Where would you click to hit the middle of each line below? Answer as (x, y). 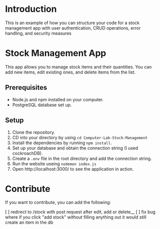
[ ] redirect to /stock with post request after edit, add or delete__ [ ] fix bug (80, 212)
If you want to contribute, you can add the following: (58, 202)
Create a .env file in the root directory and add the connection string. (82, 158)
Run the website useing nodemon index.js (54, 163)
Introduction (31, 9)
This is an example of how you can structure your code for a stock (72, 23)
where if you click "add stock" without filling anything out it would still (76, 217)
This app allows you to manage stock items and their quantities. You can (78, 67)
